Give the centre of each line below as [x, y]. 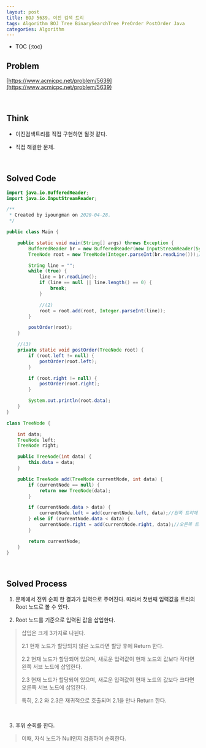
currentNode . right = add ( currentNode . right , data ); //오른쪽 [115, 525]
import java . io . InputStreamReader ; [52, 198]
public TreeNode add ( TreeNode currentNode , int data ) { [90, 479]
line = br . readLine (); [68, 277]
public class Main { [33, 232]
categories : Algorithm [35, 29]
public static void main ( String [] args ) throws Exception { [96, 243]
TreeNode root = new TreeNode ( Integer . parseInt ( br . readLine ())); [114, 254]
